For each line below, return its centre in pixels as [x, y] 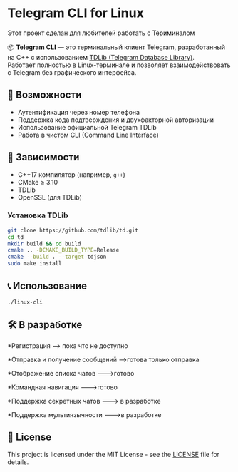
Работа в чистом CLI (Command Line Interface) [88, 135]
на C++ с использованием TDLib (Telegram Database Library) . [101, 57]
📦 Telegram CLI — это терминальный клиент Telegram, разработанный [117, 47]
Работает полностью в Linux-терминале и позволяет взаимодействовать [119, 65]
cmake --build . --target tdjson [57, 257]
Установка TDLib [38, 215]
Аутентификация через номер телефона [79, 112]
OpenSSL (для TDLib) [50, 197]
